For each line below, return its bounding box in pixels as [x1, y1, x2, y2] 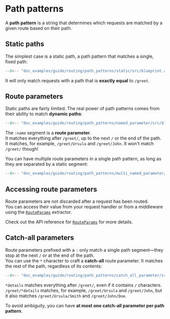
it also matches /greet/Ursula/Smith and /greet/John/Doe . [5, 293, 127, 299]
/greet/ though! [5, 146, 39, 152]
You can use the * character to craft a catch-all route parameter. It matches [5, 257, 163, 263]
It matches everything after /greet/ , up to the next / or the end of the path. [5, 135, 162, 142]
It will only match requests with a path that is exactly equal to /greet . [5, 77, 150, 83]
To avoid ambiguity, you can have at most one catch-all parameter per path [5, 302, 164, 308]
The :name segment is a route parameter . [5, 130, 92, 136]
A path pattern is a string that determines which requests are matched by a [5, 20, 163, 26]
